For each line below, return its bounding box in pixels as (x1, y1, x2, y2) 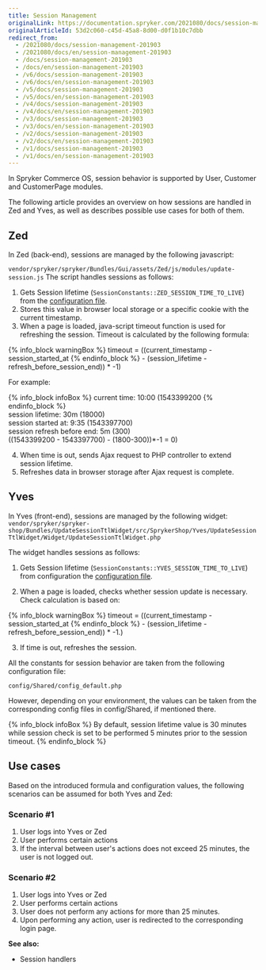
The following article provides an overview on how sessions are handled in (8, 198, 252, 207)
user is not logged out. (19, 852, 93, 861)
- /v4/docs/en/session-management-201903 (15, 108, 154, 116)
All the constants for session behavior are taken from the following (8, 658, 225, 668)
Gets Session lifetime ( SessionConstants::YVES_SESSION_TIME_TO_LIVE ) (19, 563, 249, 572)
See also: (8, 939, 40, 949)
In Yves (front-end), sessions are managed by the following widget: (8, 511, 228, 521)
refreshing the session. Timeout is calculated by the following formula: (19, 330, 249, 340)
